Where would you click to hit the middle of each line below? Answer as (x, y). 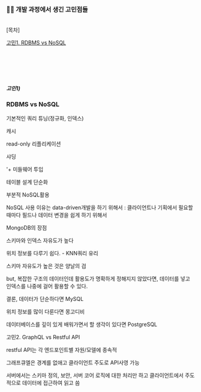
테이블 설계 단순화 (27, 182)
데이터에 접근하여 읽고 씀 (51, 382)
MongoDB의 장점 (27, 227)
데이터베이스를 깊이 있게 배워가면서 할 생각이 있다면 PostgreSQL (82, 324)
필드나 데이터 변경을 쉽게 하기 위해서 (64, 215)
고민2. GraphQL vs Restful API (43, 337)
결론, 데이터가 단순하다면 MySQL (45, 298)
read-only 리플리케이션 (34, 144)
